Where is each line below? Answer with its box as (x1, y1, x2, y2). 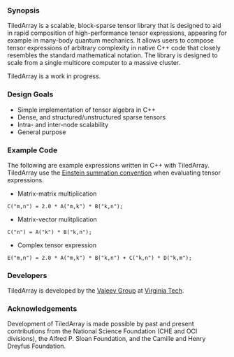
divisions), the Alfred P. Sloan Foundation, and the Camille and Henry (7, 335, 206, 343)
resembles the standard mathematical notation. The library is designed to (7, 51, 218, 59)
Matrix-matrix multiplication (17, 189, 97, 198)
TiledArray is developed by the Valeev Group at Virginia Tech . (7, 286, 184, 295)
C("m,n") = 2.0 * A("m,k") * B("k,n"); (7, 203, 124, 210)
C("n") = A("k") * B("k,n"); (7, 228, 92, 235)
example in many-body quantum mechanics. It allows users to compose (7, 36, 214, 45)
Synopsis (7, 6, 40, 15)
